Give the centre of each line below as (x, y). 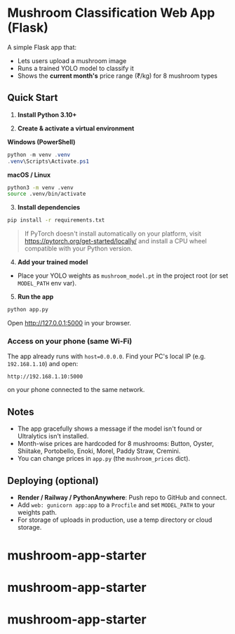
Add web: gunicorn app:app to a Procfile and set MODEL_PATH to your (116, 505)
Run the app (35, 297)
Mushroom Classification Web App (111, 13)
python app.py (28, 310)
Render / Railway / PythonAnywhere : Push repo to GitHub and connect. (122, 497)
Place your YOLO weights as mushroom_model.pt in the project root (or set (123, 276)
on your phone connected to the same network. (76, 390)
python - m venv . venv (39, 155)
